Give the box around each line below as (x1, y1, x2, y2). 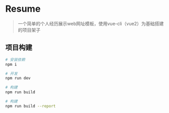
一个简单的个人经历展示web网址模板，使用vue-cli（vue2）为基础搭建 (17, 20, 164, 26)
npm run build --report (5, 103, 56, 108)
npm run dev (5, 76, 31, 81)
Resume (5, 3, 41, 15)
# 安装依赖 (5, 57, 26, 62)
